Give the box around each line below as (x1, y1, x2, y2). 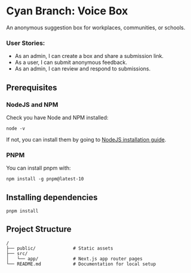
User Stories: (6, 39, 45, 47)
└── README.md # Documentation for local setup (6, 261, 156, 267)
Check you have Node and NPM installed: (6, 114, 109, 121)
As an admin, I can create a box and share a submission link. (14, 53, 164, 60)
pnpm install (6, 208, 39, 214)
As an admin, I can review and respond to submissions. (14, 65, 151, 72)
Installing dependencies (6, 192, 98, 203)
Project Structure (6, 224, 72, 234)
